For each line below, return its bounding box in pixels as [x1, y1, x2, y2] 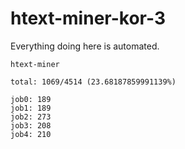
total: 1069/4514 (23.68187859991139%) [10, 77, 177, 87]
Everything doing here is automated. [10, 40, 160, 52]
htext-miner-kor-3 [10, 7, 166, 30]
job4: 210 [10, 129, 52, 139]
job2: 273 [10, 112, 52, 122]
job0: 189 [10, 94, 52, 104]
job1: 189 [10, 103, 52, 113]
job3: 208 [10, 120, 52, 131]
